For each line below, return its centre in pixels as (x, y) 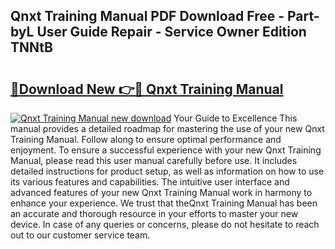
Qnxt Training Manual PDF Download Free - (147, 16)
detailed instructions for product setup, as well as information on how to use (167, 171)
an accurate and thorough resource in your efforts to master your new (154, 213)
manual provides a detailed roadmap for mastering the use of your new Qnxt (167, 128)
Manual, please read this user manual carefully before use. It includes (154, 160)
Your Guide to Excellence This (235, 118)
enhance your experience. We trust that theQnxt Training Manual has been (164, 203)
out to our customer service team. (80, 235)
